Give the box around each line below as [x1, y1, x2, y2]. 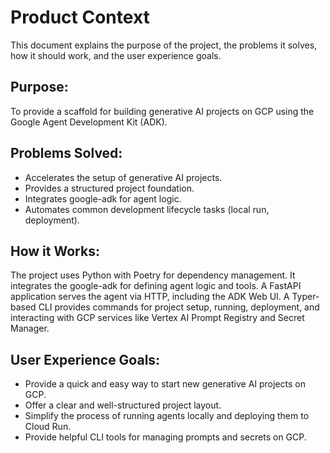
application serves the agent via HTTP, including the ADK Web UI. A [10, 291, 290, 303]
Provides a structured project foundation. [24, 182, 195, 194]
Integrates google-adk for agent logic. [24, 192, 182, 205]
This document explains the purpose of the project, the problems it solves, [10, 39, 318, 51]
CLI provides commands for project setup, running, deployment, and [38, 301, 320, 313]
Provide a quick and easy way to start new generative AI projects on [24, 378, 306, 390]
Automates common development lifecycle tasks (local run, [24, 203, 270, 215]
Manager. [10, 322, 50, 335]
